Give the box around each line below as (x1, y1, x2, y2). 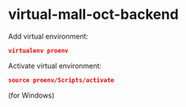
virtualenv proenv (8, 46, 69, 54)
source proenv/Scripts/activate (8, 76, 114, 84)
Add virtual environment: (8, 31, 89, 41)
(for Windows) (8, 90, 55, 100)
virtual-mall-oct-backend (8, 6, 179, 24)
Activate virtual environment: (8, 61, 102, 70)
